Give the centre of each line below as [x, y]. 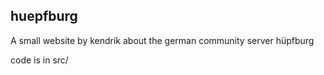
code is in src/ [39, 60]
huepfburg [44, 16]
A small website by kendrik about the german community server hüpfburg [162, 40]
